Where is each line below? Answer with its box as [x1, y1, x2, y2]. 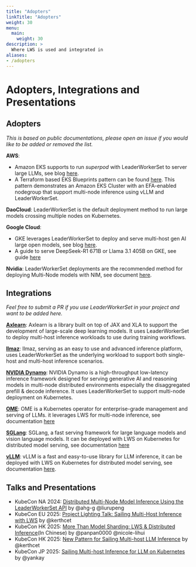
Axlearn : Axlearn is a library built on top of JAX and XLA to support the [6, 321, 177, 329]
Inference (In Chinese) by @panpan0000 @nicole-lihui [14, 529, 145, 536]
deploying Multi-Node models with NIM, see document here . [6, 271, 152, 278]
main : [11, 31, 25, 36]
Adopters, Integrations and [6, 83, 140, 96]
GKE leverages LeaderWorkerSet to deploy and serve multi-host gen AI [14, 235, 187, 242]
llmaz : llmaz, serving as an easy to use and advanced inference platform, [6, 345, 183, 352]
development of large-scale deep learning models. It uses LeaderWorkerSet [6, 328, 189, 335]
